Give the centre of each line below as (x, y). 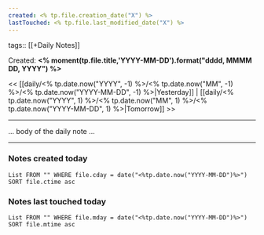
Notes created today (48, 159)
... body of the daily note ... (52, 131)
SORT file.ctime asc (42, 182)
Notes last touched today (57, 201)
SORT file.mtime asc (42, 225)
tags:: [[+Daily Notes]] (44, 45)
